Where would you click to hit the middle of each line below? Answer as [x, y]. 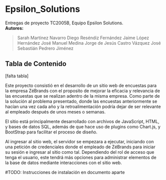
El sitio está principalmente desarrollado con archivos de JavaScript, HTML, [82, 121]
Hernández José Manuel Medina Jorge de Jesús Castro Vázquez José [89, 43]
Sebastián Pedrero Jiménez [45, 48]
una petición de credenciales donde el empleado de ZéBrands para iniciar [80, 147]
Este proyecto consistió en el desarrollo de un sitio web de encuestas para [81, 85]
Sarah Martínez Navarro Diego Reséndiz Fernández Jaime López [83, 38]
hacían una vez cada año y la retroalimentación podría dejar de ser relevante [83, 106]
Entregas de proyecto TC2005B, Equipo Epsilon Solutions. [64, 23]
